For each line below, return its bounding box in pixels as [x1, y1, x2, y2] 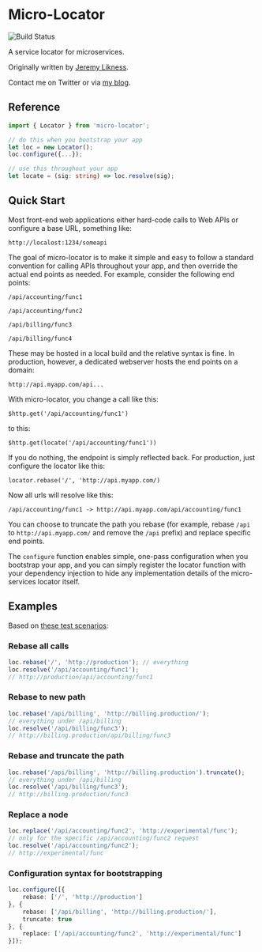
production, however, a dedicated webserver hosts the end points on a [8, 357, 238, 366]
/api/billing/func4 [8, 334, 73, 342]
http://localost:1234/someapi [8, 239, 108, 247]
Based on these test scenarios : [8, 621, 109, 630]
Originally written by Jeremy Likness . [8, 62, 129, 72]
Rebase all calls [8, 640, 69, 652]
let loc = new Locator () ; [8, 143, 93, 151]
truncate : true [22, 915, 73, 923]
